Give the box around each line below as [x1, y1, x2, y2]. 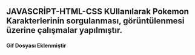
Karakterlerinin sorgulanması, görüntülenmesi [6, 16, 185, 26]
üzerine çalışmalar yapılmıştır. [6, 25, 123, 35]
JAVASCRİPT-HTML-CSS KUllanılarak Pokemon [6, 7, 190, 17]
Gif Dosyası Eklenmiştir [6, 42, 67, 49]
